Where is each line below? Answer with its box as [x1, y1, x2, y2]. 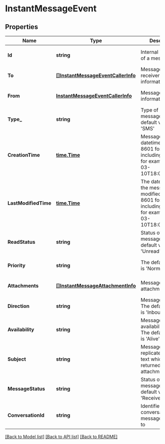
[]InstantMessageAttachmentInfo [55, 282, 136, 289]
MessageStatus [7, 385, 45, 392]
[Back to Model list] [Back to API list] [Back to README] [5, 434, 118, 440]
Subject [7, 356, 26, 363]
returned [140, 362, 161, 369]
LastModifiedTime [7, 200, 52, 206]
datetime [140, 139, 161, 146]
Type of [140, 107, 159, 113]
